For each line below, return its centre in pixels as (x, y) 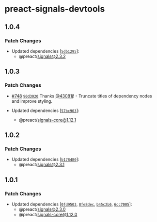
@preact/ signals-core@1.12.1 (47, 120)
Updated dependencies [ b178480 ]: (45, 159)
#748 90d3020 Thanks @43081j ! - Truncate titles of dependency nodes (82, 96)
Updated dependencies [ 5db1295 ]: (45, 51)
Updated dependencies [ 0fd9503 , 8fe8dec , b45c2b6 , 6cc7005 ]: (72, 204)
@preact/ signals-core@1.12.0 (48, 214)
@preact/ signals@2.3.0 (42, 209)
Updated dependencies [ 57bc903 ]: (45, 111)
